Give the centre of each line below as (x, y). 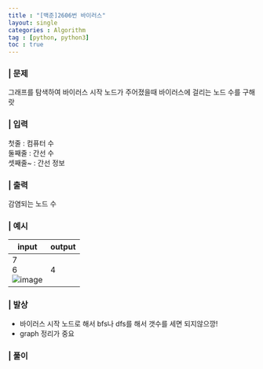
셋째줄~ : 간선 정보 (37, 163)
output (63, 247)
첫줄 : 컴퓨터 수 (31, 143)
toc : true (26, 45)
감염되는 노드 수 (33, 204)
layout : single (33, 23)
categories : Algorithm (47, 30)
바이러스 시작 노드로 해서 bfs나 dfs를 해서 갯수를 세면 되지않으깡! (119, 323)
